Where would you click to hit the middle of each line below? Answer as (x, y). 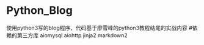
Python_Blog (40, 10)
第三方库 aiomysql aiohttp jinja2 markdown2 (72, 35)
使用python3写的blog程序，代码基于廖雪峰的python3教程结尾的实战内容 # (99, 28)
